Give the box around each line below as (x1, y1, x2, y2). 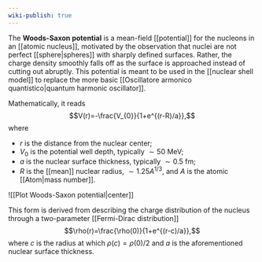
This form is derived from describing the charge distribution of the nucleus (8, 205, 250, 215)
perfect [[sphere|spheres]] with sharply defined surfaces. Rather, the (8, 50, 232, 59)
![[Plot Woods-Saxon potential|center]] (8, 190, 134, 200)
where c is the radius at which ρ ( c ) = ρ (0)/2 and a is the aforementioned (8, 238, 243, 248)
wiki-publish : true (8, 11, 72, 20)
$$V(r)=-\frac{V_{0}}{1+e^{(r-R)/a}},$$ (69, 111, 195, 120)
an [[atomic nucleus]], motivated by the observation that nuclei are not (8, 41, 238, 51)
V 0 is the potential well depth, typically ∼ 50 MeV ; (19, 146, 184, 158)
